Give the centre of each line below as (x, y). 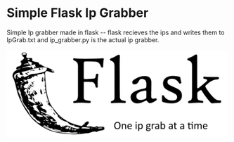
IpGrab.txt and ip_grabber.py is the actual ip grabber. (83, 39)
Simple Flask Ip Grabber (78, 13)
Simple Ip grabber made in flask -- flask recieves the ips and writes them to (116, 32)
